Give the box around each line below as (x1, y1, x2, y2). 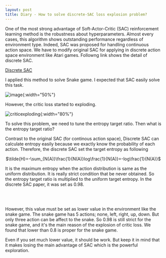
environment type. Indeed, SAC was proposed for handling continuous (5, 41, 149, 47)
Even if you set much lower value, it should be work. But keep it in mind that (5, 237, 160, 243)
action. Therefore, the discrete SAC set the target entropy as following (5, 146, 149, 152)
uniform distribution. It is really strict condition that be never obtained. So (5, 170, 155, 177)
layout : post (5, 7, 32, 12)
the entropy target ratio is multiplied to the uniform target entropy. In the (5, 176, 152, 182)
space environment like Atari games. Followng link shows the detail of (5, 52, 148, 58)
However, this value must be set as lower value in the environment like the (5, 206, 156, 212)
